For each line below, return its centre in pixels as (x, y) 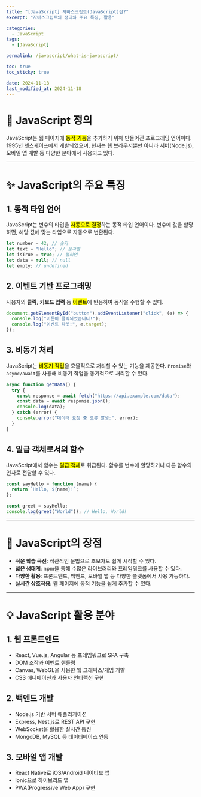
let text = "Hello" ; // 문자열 (43, 249)
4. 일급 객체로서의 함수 (45, 450)
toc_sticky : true (28, 72)
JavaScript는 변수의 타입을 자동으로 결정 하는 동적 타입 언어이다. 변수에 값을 (94, 225)
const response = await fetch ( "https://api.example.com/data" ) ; (99, 396)
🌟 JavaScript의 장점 (54, 543)
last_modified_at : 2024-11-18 (44, 89)
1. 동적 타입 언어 (34, 209)
